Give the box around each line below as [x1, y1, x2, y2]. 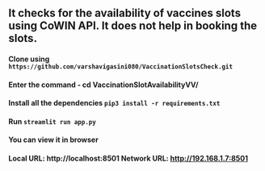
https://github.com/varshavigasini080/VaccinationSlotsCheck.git [8, 62, 233, 71]
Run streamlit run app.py [8, 116, 97, 126]
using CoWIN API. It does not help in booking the [8, 19, 257, 33]
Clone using [8, 54, 50, 64]
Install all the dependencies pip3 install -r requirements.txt [8, 98, 221, 108]
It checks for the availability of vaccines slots [8, 6, 241, 20]
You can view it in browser [8, 135, 99, 144]
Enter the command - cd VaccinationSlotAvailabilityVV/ [8, 80, 199, 90]
